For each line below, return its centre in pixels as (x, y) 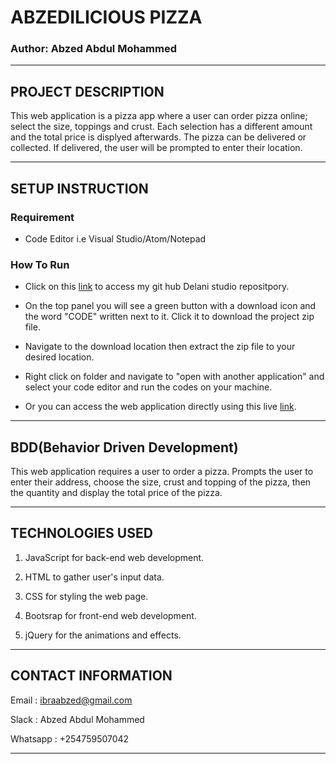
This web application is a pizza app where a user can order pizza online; (159, 116)
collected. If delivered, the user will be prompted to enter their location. (156, 148)
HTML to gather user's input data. (94, 577)
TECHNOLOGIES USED (81, 533)
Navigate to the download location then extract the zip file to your (160, 347)
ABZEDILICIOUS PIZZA (106, 17)
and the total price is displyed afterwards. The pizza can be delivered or (158, 137)
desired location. (59, 357)
